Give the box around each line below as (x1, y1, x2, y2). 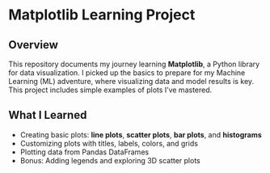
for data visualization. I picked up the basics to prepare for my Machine (8, 68, 246, 78)
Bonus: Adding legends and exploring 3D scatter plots (19, 155, 200, 165)
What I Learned (8, 108, 87, 122)
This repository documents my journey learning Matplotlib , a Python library (8, 59, 260, 69)
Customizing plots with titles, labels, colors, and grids (19, 138, 198, 148)
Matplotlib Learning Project (8, 6, 196, 24)
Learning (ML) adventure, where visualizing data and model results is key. (8, 77, 255, 86)
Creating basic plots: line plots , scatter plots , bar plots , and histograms (19, 129, 263, 139)
